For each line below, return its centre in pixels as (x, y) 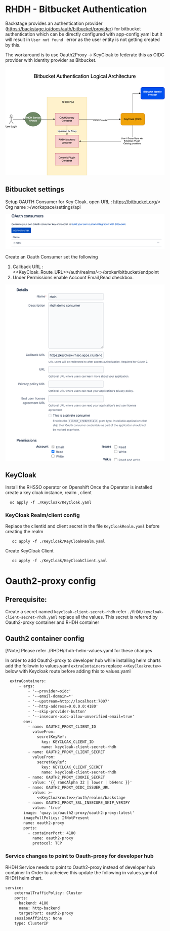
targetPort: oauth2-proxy (46, 913)
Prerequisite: (26, 600)
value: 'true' (47, 808)
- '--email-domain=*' (50, 696)
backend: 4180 (34, 903)
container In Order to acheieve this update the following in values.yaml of (81, 872)
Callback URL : (28, 267)
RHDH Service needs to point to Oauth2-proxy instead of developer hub (80, 867)
